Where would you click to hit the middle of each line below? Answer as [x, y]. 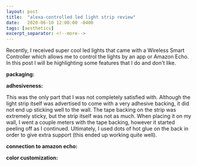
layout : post [22, 12]
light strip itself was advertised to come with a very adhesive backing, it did [98, 103]
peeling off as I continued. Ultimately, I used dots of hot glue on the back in [97, 129]
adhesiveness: [24, 86]
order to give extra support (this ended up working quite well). [82, 135]
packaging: [20, 74]
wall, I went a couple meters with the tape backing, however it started [91, 122]
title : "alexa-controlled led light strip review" [71, 17]
